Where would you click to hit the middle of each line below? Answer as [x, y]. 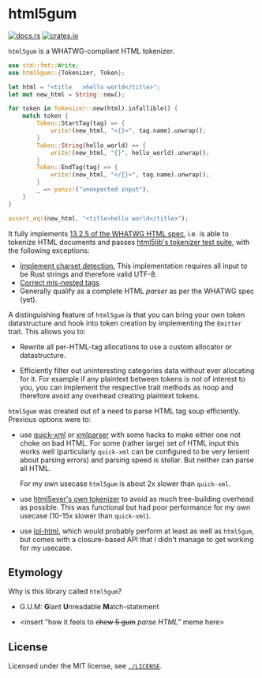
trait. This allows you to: [47, 331]
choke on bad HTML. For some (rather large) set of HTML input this [129, 443]
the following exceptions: [49, 250]
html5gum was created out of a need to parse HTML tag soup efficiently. [124, 411]
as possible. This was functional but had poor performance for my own [135, 507]
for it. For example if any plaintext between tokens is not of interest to [133, 379]
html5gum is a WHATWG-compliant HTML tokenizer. [92, 51]
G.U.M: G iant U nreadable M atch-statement [89, 607]
